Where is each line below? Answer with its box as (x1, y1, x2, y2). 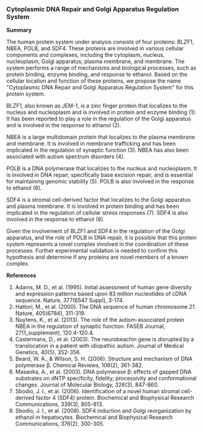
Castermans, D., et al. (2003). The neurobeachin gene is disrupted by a (15, 336, 194, 343)
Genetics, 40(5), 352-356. (15, 349, 81, 356)
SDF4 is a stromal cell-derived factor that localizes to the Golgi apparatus (6, 196, 191, 204)
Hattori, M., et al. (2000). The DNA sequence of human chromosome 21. (15, 303, 196, 311)
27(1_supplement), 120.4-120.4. (15, 329, 94, 336)
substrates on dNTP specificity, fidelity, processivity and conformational (15, 375, 197, 382)
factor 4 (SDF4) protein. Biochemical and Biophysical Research (35, 394, 194, 402)
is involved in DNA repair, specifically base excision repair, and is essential (6, 171, 193, 179)
